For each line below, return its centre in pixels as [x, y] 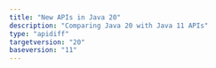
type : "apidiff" [39, 34]
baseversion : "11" [43, 50]
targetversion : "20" [48, 42]
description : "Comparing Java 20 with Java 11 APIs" [109, 26]
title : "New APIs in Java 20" [65, 17]
